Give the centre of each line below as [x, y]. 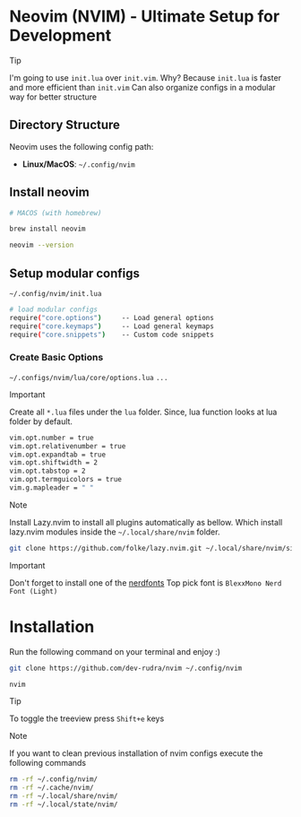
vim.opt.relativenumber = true [68, 446]
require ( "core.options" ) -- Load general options [112, 317]
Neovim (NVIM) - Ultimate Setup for [145, 17]
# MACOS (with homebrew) [56, 213]
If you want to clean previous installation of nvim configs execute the [136, 753]
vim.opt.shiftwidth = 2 [54, 463]
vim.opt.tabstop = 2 [48, 471]
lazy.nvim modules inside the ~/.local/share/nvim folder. [115, 532]
